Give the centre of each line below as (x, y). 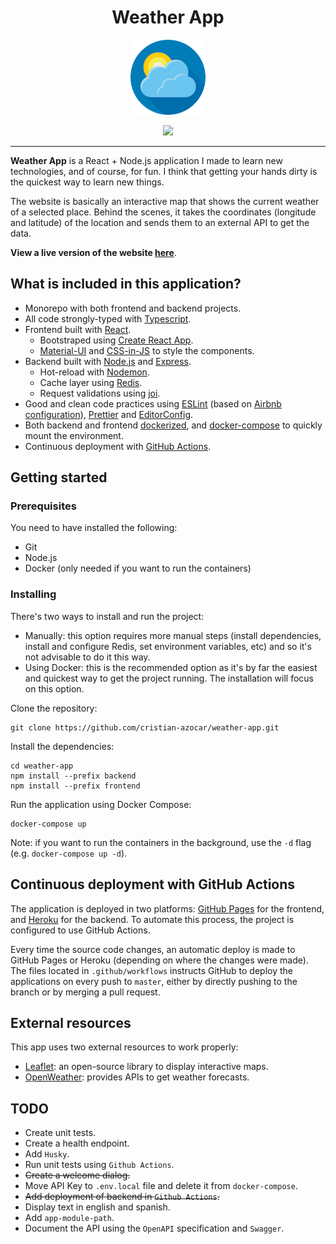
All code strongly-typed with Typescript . (108, 318)
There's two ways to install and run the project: (107, 616)
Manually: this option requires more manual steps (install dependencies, (173, 635)
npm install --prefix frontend (75, 786)
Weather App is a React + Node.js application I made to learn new (146, 160)
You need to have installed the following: (94, 528)
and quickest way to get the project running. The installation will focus (169, 678)
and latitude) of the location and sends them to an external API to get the (160, 222)
